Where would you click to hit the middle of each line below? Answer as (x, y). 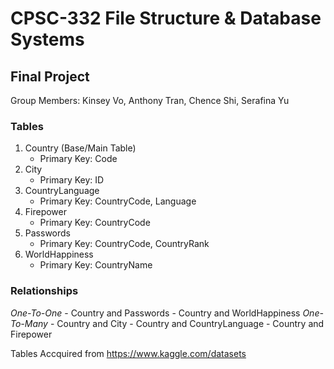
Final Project (50, 76)
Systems (47, 39)
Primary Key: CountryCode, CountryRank (124, 244)
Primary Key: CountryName (96, 265)
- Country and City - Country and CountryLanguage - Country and (187, 323)
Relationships (44, 291)
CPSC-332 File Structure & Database (166, 18)
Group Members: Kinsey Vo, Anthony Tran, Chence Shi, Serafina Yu (150, 100)
